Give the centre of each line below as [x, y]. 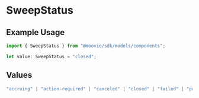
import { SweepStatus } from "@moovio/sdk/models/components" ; [86, 46]
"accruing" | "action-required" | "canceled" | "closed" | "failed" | [95, 89]
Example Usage [36, 32]
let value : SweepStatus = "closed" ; [51, 56]
